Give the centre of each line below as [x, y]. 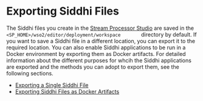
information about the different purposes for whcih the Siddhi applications [99, 60]
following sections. [30, 73]
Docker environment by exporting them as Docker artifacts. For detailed [96, 54]
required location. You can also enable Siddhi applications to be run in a [96, 47]
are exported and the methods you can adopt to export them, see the [93, 67]
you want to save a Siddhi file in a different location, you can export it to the [101, 41]
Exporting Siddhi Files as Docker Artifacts [67, 91]
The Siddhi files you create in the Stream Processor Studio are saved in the [100, 28]
